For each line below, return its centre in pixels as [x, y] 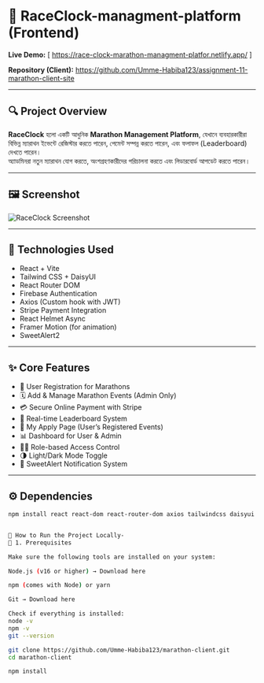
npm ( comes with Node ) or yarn [59, 585]
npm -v [19, 628]
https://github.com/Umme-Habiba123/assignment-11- [161, 69]
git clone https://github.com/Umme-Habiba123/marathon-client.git [119, 650]
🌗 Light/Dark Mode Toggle [63, 455]
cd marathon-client [40, 657]
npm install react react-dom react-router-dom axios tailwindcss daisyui [132, 514]
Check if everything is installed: [66, 614]
